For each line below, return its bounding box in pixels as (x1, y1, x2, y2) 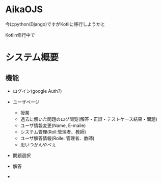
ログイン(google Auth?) (12, 88, 62, 94)
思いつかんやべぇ (20, 141, 57, 147)
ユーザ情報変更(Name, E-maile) (20, 122, 86, 128)
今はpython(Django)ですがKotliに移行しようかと (5, 21, 105, 27)
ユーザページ (12, 98, 40, 105)
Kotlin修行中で (5, 32, 35, 38)
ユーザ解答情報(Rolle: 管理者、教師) (20, 135, 95, 141)
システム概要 (5, 52, 59, 63)
